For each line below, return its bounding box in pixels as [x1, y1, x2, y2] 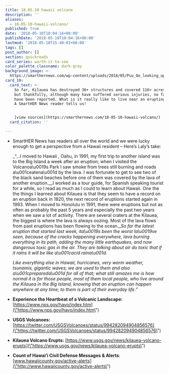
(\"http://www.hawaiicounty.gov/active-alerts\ [12, 363, 107, 369]
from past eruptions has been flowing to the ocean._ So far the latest [12, 223, 154, 229]
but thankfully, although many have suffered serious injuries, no [14, 92, 158, 97]
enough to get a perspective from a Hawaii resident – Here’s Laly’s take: [12, 143, 161, 149]
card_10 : [5, 78, 24, 83]
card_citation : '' [10, 120, 49, 125]
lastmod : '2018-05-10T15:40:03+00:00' [5, 40, 87, 45]
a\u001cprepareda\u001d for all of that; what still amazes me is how [12, 270, 154, 276]
